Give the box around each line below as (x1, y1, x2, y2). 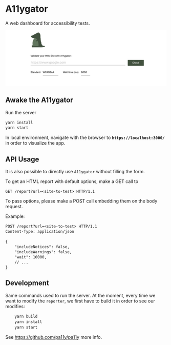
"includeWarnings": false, (14, 250, 72, 255)
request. (5, 204, 23, 210)
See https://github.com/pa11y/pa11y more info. (5, 334, 102, 340)
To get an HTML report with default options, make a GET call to (5, 178, 139, 185)
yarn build (14, 314, 38, 319)
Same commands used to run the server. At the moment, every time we (5, 292, 156, 298)
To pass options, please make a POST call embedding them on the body (5, 198, 158, 204)
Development (5, 279, 50, 288)
